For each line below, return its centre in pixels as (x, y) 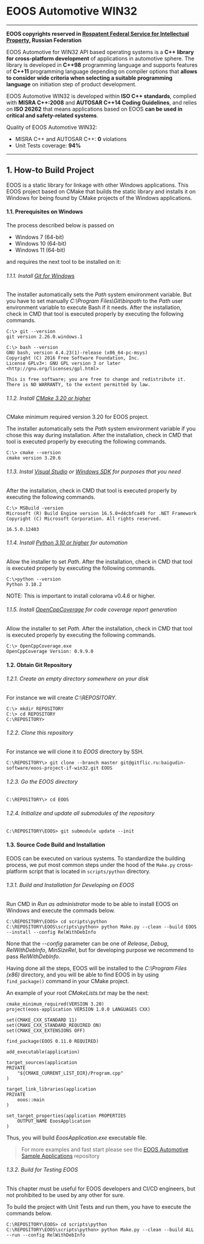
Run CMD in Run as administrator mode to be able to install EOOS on (92, 904)
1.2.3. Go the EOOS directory (42, 781)
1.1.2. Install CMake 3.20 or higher (49, 398)
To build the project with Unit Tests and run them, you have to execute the (99, 1207)
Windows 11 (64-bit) (40, 250)
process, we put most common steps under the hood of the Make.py (91, 865)
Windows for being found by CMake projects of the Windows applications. (99, 198)
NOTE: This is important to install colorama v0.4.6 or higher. (81, 596)
